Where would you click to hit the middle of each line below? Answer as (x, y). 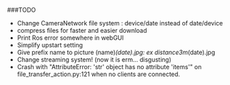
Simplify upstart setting (50, 45)
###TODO (22, 10)
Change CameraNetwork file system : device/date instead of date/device (120, 23)
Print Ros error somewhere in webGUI (71, 38)
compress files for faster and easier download (82, 31)
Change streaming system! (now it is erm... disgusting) (94, 60)
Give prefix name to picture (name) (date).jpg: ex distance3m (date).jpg (116, 52)
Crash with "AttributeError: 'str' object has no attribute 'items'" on (109, 67)
